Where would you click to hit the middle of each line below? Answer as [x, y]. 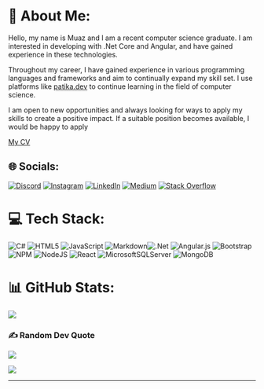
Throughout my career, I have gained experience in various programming [126, 69]
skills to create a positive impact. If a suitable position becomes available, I [129, 118]
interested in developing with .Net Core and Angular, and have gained [121, 46]
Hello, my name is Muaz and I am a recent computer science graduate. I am [130, 38]
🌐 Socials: [34, 167]
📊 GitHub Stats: [62, 287]
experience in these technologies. [63, 54]
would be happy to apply [48, 127]
